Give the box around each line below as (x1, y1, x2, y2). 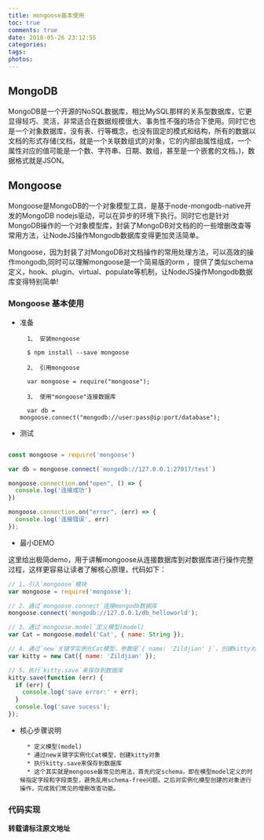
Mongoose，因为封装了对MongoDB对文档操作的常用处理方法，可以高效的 (8, 247, 247, 257)
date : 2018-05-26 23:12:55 (8, 33, 97, 42)
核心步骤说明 (19, 725, 61, 735)
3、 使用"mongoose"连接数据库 (27, 393, 116, 401)
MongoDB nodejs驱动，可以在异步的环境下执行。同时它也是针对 (21, 210, 229, 220)
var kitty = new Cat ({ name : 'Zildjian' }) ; (8, 652, 156, 660)
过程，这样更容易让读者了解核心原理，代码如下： (8, 564, 167, 574)
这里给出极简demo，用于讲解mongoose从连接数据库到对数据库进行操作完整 (8, 554, 254, 564)
